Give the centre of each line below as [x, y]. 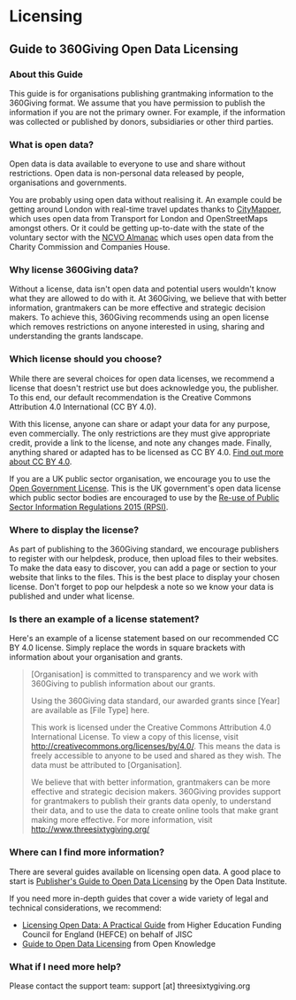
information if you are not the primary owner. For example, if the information [147, 112]
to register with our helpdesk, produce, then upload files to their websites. [144, 559]
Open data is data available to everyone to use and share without [127, 164]
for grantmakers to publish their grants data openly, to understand [151, 801]
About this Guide [46, 74]
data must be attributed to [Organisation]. [106, 765]
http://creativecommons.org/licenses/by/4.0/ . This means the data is [156, 747]
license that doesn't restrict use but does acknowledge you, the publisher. [144, 388]
